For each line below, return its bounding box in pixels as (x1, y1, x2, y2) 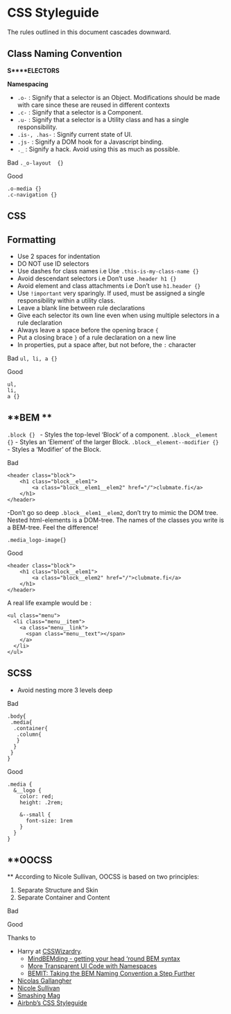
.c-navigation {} (7, 191, 58, 198)
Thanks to (7, 933, 36, 942)
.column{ (16, 731, 42, 738)
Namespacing (7, 80, 49, 88)
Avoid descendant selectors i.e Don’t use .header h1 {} (17, 274, 177, 282)
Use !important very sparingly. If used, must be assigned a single (17, 289, 205, 297)
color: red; (19, 793, 54, 800)
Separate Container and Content (17, 893, 110, 902)
